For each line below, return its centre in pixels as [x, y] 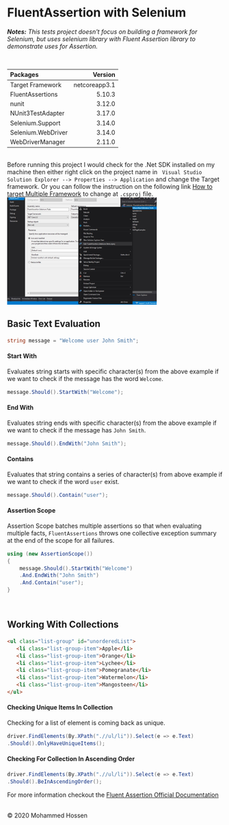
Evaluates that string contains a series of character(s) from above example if [115, 474]
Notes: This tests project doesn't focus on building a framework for [102, 32]
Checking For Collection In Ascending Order [71, 759]
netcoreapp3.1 [94, 84]
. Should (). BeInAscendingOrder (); [55, 781]
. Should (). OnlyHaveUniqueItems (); [56, 743]
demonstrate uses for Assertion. [52, 46]
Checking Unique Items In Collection [60, 708]
